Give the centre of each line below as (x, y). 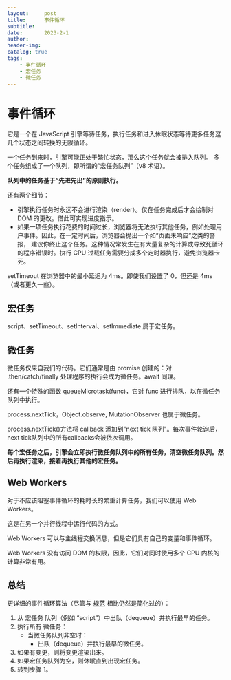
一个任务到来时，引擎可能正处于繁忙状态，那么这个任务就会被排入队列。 (109, 157)
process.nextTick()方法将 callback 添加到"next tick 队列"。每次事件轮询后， (114, 429)
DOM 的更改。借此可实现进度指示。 (67, 218)
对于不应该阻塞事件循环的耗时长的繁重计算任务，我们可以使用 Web (102, 500)
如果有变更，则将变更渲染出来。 (62, 652)
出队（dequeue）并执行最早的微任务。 (92, 644)
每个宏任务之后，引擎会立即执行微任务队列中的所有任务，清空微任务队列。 (112, 452)
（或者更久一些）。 (33, 285)
